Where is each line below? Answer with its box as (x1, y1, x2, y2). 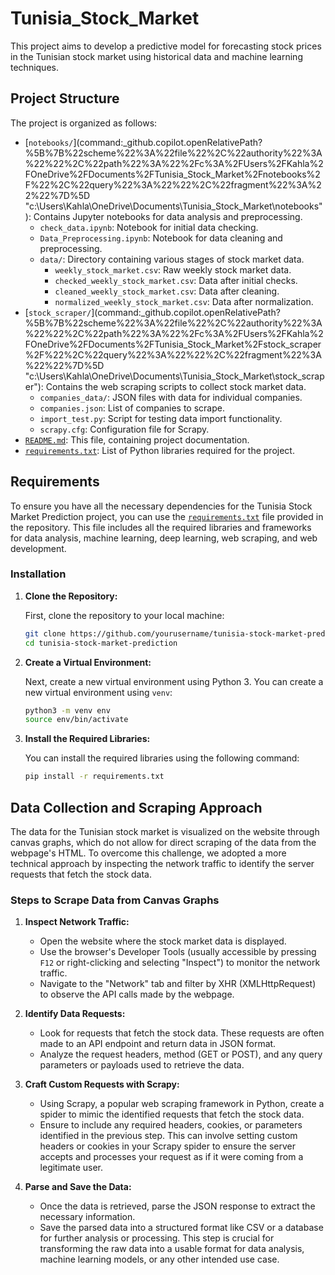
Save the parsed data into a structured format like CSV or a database (39, 1222, 324, 1234)
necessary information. (39, 1211, 136, 1223)
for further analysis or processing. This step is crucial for (39, 1232, 275, 1244)
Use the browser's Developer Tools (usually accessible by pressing (39, 946, 317, 958)
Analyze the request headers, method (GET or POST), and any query (39, 1048, 323, 1061)
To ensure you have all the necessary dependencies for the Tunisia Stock (10, 500, 313, 512)
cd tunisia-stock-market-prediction (24, 638, 178, 648)
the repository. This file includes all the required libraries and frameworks (10, 521, 312, 533)
